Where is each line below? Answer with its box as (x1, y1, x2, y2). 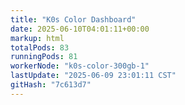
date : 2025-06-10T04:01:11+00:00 (10, 24, 150, 34)
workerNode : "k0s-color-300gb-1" (10, 61, 150, 71)
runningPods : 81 (10, 52, 78, 62)
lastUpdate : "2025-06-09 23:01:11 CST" (10, 71, 177, 81)
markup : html (10, 33, 65, 43)
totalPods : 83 (10, 42, 70, 53)
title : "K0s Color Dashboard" (10, 14, 137, 25)
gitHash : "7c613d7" (10, 80, 92, 90)
